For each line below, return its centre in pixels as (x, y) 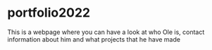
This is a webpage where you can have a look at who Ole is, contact (106, 32)
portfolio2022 (49, 13)
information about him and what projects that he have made (94, 39)
